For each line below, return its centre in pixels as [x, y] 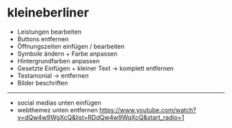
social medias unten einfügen [59, 103]
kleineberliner [48, 13]
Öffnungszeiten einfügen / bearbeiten [71, 46]
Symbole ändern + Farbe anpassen [67, 54]
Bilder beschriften [42, 83]
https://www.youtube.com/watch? [148, 110]
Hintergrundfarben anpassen [58, 61]
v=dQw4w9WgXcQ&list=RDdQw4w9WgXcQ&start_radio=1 [100, 117]
